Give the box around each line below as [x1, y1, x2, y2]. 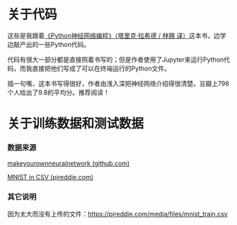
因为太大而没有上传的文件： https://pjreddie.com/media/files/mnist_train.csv [7, 209, 228, 218]
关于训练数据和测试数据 [7, 116, 144, 132]
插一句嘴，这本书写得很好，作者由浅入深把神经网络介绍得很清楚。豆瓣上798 [7, 79, 230, 87]
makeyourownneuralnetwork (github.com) [7, 159, 130, 168]
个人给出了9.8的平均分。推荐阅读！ [7, 88, 110, 97]
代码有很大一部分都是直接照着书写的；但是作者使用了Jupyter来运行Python [7, 55, 224, 64]
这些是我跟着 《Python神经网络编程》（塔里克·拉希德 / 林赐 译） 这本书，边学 [7, 31, 226, 40]
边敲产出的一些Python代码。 [7, 40, 91, 48]
